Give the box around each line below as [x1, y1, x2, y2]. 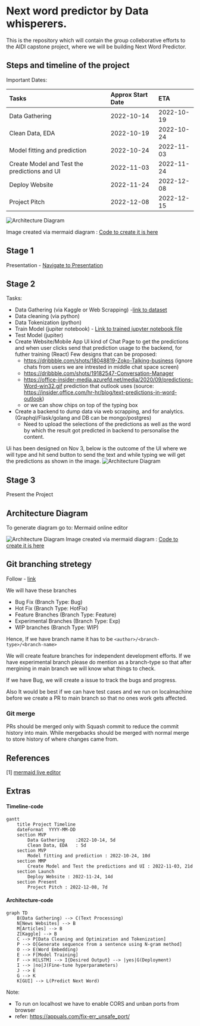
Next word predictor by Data [6, 4, 149, 18]
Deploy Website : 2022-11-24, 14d [27, 874, 113, 880]
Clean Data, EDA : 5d [27, 842, 86, 848]
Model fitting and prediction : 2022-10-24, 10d [27, 853, 151, 859]
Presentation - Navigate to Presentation [6, 261, 103, 268]
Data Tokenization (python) [14, 319, 82, 326]
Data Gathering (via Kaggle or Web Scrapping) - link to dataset [14, 306, 168, 313]
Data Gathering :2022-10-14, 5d [27, 837, 116, 843]
